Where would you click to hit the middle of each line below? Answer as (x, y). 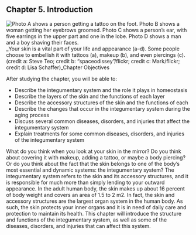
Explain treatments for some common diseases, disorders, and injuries (99, 134)
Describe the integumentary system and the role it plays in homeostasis (101, 90)
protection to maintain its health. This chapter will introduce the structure (94, 213)
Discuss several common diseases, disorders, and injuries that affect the (102, 121)
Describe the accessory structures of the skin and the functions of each (101, 103)
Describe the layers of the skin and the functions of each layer (90, 96)
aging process (32, 115)
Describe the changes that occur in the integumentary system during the (102, 108)
